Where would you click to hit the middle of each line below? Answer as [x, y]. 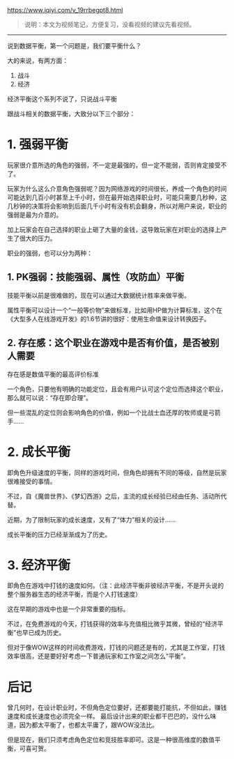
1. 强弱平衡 [38, 145]
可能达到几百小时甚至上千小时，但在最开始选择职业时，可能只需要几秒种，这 [117, 197]
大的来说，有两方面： [38, 61]
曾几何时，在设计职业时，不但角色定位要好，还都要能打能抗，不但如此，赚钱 [117, 707]
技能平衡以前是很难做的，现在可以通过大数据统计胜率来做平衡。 [99, 295]
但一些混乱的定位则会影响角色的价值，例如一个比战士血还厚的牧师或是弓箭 [114, 412]
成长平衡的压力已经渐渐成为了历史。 [59, 534]
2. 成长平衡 [39, 452]
